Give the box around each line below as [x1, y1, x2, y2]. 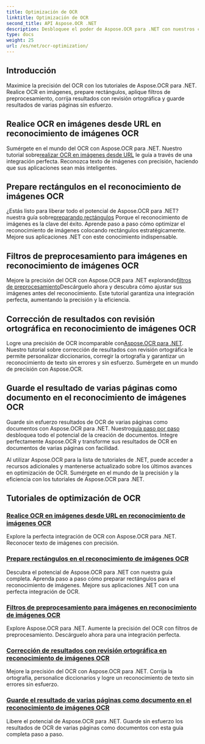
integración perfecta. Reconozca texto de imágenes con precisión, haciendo [6, 157, 198, 165]
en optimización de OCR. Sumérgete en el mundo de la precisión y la [6, 469, 179, 476]
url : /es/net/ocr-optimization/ [6, 43, 88, 49]
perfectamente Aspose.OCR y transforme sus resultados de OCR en [6, 437, 178, 445]
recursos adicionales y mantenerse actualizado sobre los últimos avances [6, 462, 192, 470]
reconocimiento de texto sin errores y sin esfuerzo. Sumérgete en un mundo [6, 359, 198, 366]
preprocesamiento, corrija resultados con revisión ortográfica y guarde [6, 95, 185, 102]
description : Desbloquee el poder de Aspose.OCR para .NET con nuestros [6, 26, 195, 32]
